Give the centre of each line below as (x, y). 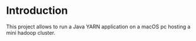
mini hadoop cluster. (31, 32)
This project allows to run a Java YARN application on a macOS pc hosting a (98, 27)
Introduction (37, 11)
